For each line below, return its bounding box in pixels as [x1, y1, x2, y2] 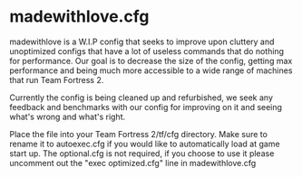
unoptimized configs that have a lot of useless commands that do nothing [9, 45, 284, 56]
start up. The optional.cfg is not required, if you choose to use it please [9, 147, 275, 159]
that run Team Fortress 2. [9, 74, 104, 85]
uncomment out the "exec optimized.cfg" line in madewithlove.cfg [9, 157, 257, 168]
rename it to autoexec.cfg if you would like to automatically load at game [9, 138, 280, 149]
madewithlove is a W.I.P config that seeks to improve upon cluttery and [9, 36, 275, 47]
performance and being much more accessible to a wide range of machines [9, 65, 293, 76]
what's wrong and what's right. [9, 111, 126, 122]
